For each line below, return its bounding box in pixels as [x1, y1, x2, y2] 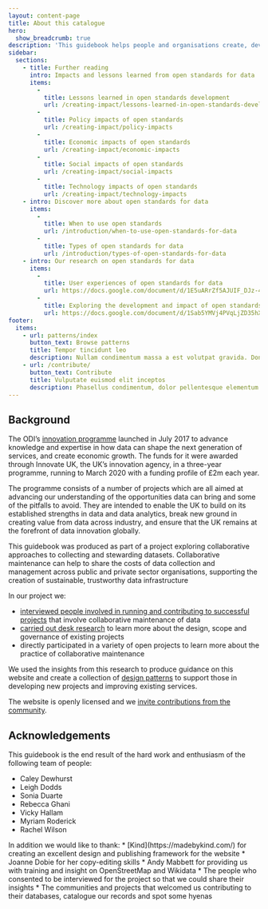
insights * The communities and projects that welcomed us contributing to [8, 883, 252, 892]
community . [8, 705, 48, 716]
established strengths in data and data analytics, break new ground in [8, 509, 238, 519]
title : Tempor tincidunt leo [29, 346, 127, 354]
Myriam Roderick [19, 816, 77, 826]
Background [8, 413, 70, 426]
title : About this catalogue [8, 19, 105, 27]
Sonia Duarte [19, 791, 63, 800]
